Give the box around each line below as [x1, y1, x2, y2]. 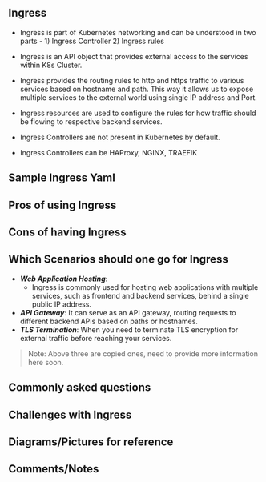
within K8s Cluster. [19, 60, 83, 70]
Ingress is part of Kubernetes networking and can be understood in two [19, 27, 256, 37]
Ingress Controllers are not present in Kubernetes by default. [19, 132, 220, 142]
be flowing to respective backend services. [19, 116, 163, 127]
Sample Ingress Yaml [8, 171, 116, 185]
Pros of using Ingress [8, 198, 117, 211]
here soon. [27, 357, 64, 367]
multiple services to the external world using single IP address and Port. [19, 92, 258, 102]
